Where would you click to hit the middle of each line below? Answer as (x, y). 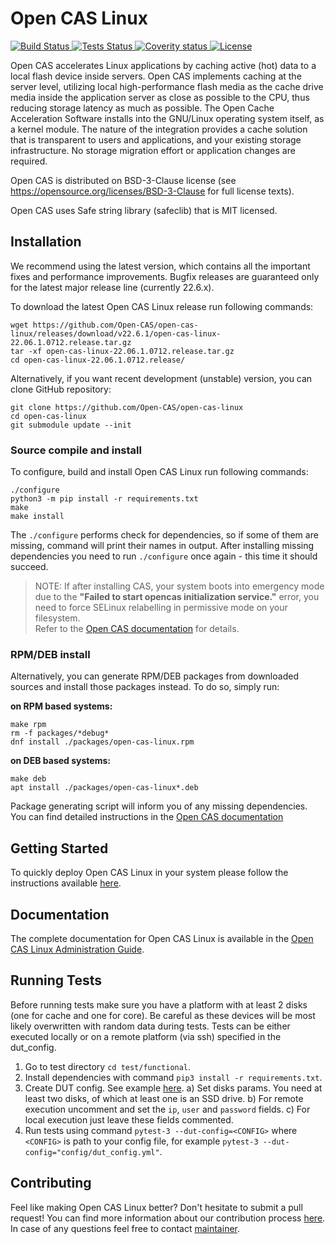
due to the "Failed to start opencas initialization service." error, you (177, 597)
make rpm (28, 725)
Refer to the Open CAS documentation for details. (137, 629)
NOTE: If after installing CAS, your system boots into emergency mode (179, 586)
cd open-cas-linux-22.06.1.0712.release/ (98, 360)
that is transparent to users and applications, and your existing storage (156, 139)
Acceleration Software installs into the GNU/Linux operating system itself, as (167, 118)
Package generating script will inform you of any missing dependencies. (159, 806)
